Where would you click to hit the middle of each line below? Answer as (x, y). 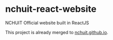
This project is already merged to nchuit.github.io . (57, 32)
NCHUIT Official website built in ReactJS (47, 23)
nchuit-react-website (51, 9)
